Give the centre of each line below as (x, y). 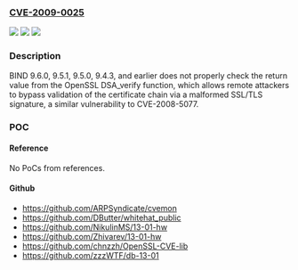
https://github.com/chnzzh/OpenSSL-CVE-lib (105, 246)
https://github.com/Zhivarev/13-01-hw (92, 236)
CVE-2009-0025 (47, 12)
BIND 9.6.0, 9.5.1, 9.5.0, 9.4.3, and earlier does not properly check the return (148, 75)
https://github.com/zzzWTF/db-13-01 (90, 255)
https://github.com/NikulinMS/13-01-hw (94, 227)
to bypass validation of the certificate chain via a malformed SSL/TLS (136, 94)
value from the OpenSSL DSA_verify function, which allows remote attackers (149, 85)
